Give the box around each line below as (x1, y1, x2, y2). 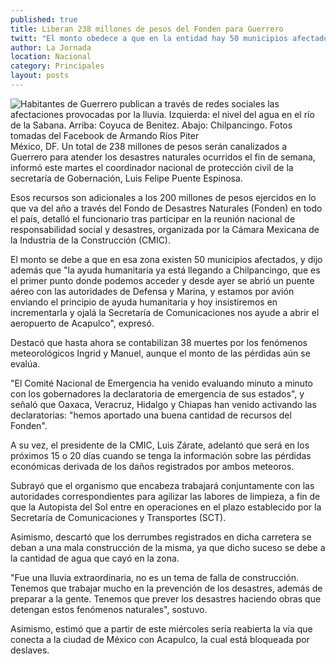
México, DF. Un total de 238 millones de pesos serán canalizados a (10, 140, 288, 152)
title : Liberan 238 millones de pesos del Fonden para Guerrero (10, 24, 284, 34)
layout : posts (10, 71, 70, 81)
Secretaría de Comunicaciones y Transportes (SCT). (10, 511, 227, 523)
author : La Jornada (10, 42, 92, 53)
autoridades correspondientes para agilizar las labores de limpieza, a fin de (10, 490, 321, 502)
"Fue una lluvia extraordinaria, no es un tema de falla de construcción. (10, 571, 300, 583)
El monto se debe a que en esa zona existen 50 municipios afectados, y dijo (10, 253, 323, 265)
